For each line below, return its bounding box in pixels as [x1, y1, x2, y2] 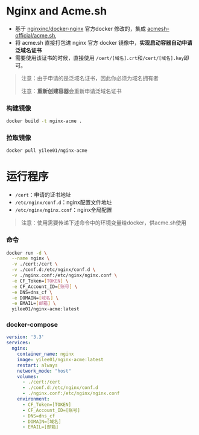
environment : [17, 396, 50, 402]
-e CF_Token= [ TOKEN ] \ [11, 278, 69, 284]
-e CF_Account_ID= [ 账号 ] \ [11, 283, 78, 290]
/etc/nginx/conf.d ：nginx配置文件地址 [14, 198, 112, 206]
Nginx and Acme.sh [6, 4, 107, 18]
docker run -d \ [6, 250, 47, 256]
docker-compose [6, 321, 58, 329]
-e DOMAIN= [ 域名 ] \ [11, 295, 59, 301]
